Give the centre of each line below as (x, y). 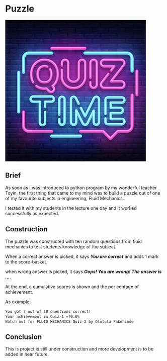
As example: (18, 302)
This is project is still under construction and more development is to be (79, 349)
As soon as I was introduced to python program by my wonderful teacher (81, 188)
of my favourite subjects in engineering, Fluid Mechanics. (65, 198)
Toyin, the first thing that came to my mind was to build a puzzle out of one (83, 193)
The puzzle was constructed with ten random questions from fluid (74, 241)
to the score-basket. (26, 261)
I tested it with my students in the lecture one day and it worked (71, 208)
